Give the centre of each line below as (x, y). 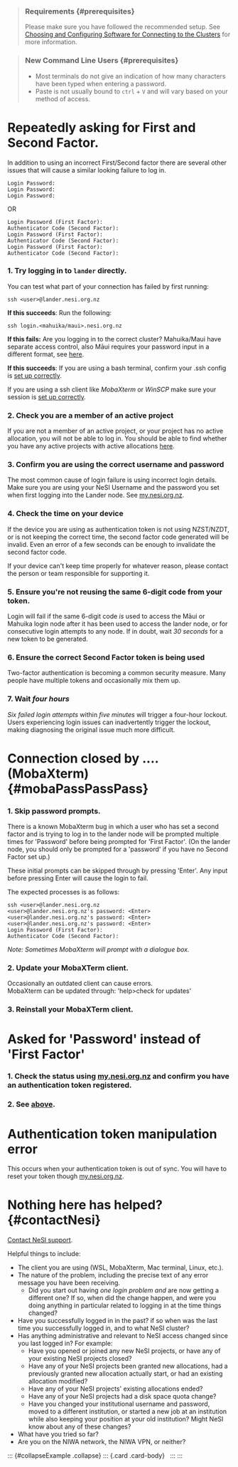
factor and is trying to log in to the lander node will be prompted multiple (113, 834)
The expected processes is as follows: (64, 892)
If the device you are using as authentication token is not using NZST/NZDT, (118, 529)
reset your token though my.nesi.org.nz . (66, 1176)
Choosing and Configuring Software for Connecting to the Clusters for (128, 34)
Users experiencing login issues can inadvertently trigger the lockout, (109, 722)
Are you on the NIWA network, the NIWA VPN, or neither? (102, 1442)
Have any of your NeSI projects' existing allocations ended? (115, 1389)
